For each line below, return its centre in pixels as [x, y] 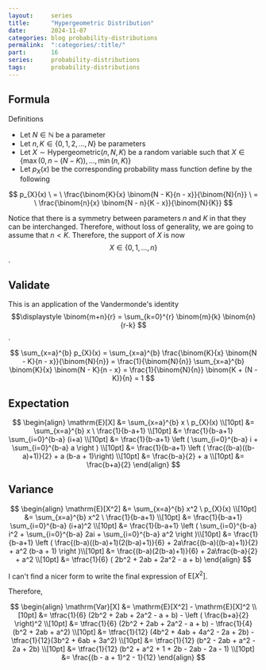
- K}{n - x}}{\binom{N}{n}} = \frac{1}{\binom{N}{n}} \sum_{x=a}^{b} [133, 362]
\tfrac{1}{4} [234, 624]
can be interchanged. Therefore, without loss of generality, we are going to [131, 227]
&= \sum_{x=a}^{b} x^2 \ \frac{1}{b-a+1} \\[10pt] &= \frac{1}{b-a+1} [133, 517]
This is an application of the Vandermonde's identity [94, 304]
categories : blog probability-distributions [83, 38]
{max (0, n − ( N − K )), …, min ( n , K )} [75, 161]
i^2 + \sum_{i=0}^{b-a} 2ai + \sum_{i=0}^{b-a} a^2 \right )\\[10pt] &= [120, 534]
